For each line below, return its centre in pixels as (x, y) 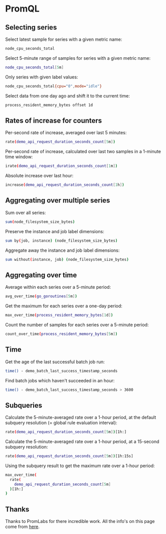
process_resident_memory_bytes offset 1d (49, 105)
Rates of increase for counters (54, 120)
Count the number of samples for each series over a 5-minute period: (77, 325)
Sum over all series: (26, 212)
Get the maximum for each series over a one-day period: (64, 306)
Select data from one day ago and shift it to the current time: (68, 95)
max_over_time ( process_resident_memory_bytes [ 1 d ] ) (59, 315)
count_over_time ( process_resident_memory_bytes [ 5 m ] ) (61, 334)
